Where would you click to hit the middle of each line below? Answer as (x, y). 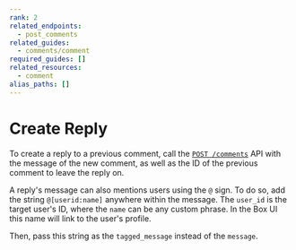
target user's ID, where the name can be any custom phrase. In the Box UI (144, 209)
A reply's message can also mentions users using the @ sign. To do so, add (147, 190)
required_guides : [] (48, 59)
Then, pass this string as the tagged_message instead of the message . (134, 236)
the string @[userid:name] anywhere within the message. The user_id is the (148, 199)
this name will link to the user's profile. (80, 218)
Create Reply (59, 129)
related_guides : (39, 43)
